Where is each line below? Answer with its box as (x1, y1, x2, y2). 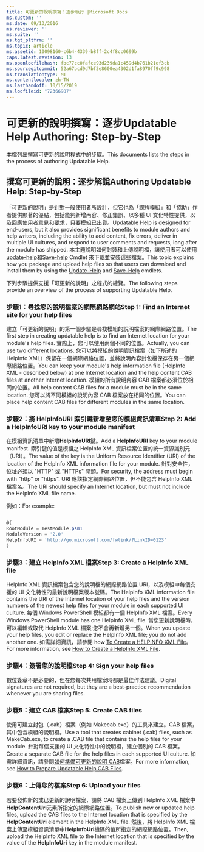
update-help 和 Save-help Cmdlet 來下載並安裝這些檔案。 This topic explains (6, 254, 194, 261)
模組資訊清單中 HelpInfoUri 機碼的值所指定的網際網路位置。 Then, (27, 825, 189, 832)
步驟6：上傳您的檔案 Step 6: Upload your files (6, 781, 141, 790)
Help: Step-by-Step (6, 186, 82, 197)
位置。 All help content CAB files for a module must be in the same (16, 383, 182, 391)
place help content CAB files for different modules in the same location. (6, 398, 185, 405)
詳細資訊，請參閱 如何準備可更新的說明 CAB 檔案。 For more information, (11, 758, 190, 765)
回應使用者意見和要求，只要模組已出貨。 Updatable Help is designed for (11, 219, 191, 226)
